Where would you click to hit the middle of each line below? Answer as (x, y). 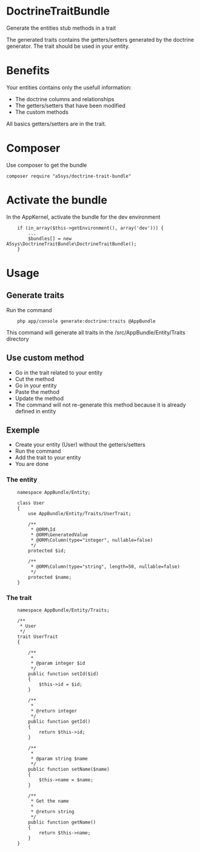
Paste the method (37, 391)
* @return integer (54, 711)
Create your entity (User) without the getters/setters (80, 445)
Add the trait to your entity (48, 458)
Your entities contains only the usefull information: (69, 87)
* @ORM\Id (43, 529)
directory (18, 339)
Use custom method (45, 358)
